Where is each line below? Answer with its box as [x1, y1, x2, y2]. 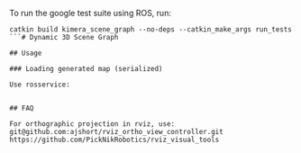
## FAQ [9, 103, 34, 112]
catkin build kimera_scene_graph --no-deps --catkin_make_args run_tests [9, 25, 293, 34]
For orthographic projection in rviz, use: [9, 120, 176, 129]
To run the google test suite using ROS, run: [9, 8, 171, 18]
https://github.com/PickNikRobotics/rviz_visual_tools [9, 135, 220, 144]
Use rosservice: [9, 80, 70, 89]
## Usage [9, 49, 42, 58]
